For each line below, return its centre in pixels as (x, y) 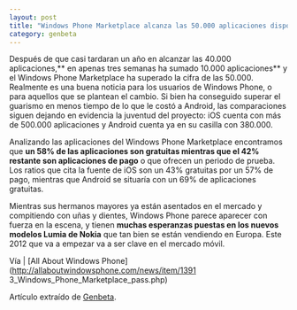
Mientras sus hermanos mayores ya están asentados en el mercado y (136, 206)
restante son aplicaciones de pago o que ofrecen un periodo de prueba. (142, 161)
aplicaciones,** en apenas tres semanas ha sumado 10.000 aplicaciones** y (148, 68)
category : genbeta (43, 34)
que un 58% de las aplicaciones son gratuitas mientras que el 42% (134, 151)
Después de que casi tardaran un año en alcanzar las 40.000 (120, 59)
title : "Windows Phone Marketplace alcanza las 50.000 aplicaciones (138, 26)
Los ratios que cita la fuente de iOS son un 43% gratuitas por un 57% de (141, 170)
